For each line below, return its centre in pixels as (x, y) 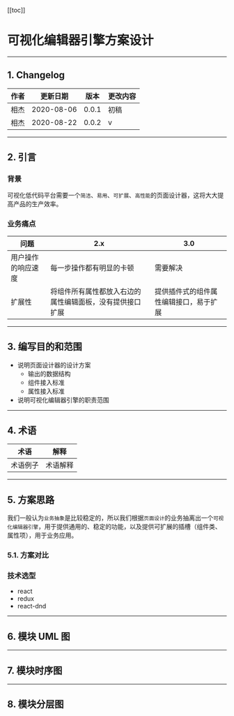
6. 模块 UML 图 (39, 636)
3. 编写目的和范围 (45, 347)
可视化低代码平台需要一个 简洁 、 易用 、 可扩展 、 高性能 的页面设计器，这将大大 (112, 196)
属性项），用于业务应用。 (42, 535)
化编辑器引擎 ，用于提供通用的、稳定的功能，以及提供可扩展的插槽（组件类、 (114, 527)
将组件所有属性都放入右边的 (95, 291)
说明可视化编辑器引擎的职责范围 (63, 400)
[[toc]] (16, 10)
